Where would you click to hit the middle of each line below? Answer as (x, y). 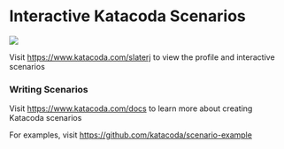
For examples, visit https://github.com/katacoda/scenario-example (130, 135)
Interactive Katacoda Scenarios (127, 16)
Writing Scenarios (49, 89)
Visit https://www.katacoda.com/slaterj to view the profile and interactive (142, 57)
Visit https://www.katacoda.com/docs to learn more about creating (131, 108)
